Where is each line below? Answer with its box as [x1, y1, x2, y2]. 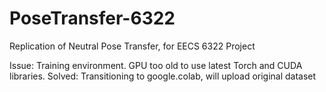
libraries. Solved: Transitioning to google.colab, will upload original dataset [9, 70, 317, 82]
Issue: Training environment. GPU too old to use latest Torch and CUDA [9, 59, 303, 71]
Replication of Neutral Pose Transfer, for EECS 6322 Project [9, 40, 256, 52]
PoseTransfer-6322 [9, 7, 176, 30]
